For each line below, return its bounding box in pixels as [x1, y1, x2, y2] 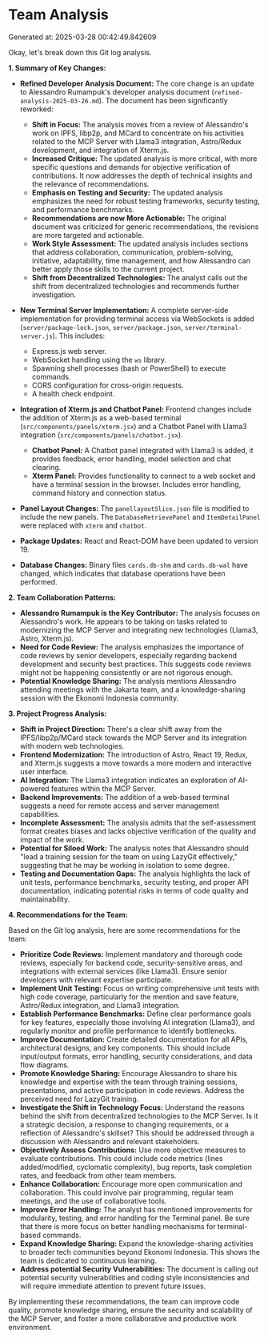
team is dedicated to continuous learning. [19, 1256, 158, 1265]
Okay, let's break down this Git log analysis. [8, 47, 152, 57]
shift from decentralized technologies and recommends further [31, 281, 240, 291]
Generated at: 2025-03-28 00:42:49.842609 [8, 32, 157, 42]
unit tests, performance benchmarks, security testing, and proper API [19, 877, 250, 886]
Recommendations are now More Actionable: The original [31, 213, 226, 223]
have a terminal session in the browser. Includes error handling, [31, 479, 242, 489]
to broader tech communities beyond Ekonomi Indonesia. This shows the [19, 1247, 261, 1256]
